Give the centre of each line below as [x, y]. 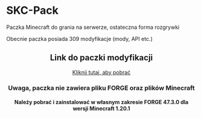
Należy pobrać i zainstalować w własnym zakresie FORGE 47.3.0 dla [101, 102]
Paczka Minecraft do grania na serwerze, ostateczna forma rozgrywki [93, 27]
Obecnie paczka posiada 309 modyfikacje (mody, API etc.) [79, 39]
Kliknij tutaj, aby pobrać [101, 72]
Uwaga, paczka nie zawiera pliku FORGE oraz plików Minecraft [101, 88]
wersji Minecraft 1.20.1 [101, 108]
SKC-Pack [32, 11]
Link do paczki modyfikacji [101, 58]
